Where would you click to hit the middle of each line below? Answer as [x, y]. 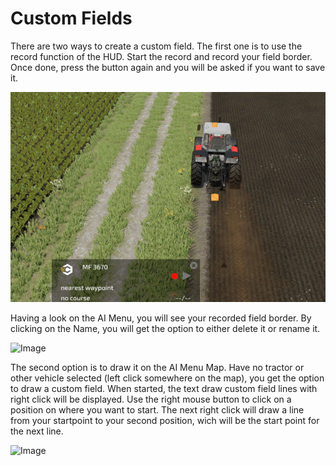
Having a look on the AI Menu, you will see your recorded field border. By [161, 318]
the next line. [37, 431]
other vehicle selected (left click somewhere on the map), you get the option [167, 378]
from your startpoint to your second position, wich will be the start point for [165, 420]
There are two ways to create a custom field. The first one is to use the [156, 46]
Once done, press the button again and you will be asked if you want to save [168, 67]
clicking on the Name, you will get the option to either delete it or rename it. [165, 328]
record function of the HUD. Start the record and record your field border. [161, 56]
